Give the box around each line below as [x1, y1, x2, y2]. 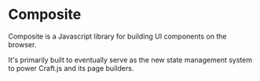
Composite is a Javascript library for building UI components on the [8, 31, 227, 41]
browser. [8, 39, 37, 49]
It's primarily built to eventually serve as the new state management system [8, 55, 253, 64]
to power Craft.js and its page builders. [8, 63, 134, 72]
